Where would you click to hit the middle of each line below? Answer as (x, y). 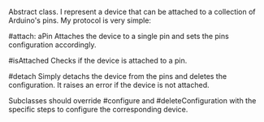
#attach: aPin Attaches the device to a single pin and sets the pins (119, 36)
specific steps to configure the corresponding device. (98, 109)
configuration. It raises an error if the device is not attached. (109, 85)
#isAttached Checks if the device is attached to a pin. (98, 61)
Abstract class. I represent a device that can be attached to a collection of (132, 12)
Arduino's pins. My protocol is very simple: (80, 20)
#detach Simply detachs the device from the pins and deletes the (118, 76)
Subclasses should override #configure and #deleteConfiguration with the (132, 100)
